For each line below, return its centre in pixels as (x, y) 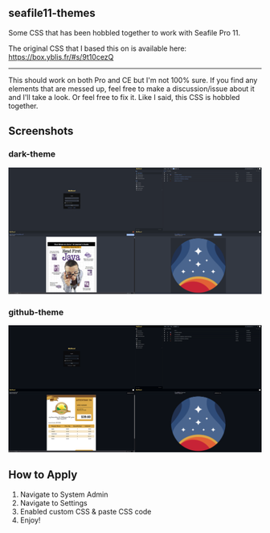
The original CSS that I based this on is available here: (98, 48)
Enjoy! (30, 520)
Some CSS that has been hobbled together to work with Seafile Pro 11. (125, 32)
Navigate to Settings (53, 502)
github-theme (36, 312)
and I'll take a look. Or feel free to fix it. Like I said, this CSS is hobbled (124, 97)
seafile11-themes (52, 13)
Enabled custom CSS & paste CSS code (86, 511)
